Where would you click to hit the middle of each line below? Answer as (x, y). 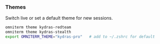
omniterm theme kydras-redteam (38, 27)
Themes (16, 7)
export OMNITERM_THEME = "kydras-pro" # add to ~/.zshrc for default (80, 37)
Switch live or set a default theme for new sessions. (59, 18)
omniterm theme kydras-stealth (38, 32)
